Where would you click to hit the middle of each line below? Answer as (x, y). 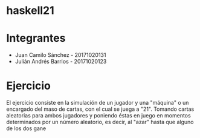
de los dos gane (26, 128)
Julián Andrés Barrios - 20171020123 (61, 62)
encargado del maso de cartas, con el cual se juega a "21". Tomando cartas (100, 109)
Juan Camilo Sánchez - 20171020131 (60, 55)
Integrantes (36, 38)
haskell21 (30, 11)
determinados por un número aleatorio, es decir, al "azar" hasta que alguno (100, 122)
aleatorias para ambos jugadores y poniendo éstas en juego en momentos (99, 116)
